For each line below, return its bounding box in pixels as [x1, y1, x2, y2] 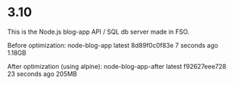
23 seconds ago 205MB [7, 70, 78, 78]
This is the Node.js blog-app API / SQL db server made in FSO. [7, 27, 190, 36]
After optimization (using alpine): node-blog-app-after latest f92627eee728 [7, 62, 227, 70]
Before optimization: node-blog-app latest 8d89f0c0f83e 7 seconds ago [7, 41, 219, 49]
